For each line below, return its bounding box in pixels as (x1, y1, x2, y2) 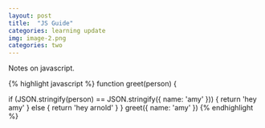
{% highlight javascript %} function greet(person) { (8, 79, 177, 89)
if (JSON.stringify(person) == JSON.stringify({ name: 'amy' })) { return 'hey (8, 94, 257, 104)
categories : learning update (8, 26, 106, 34)
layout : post (8, 11, 52, 20)
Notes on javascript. (8, 63, 75, 73)
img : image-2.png (8, 34, 67, 42)
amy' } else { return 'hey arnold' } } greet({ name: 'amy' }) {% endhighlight (8, 103, 254, 113)
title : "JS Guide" (8, 19, 74, 27)
